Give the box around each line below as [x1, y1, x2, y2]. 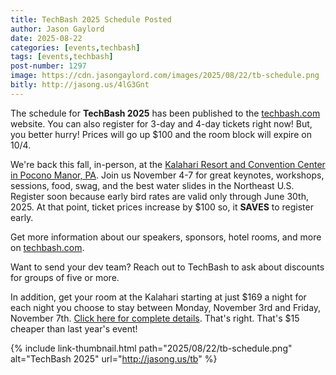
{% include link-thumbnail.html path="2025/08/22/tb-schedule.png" [10, 342, 293, 354]
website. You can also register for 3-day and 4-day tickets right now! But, [10, 117, 313, 130]
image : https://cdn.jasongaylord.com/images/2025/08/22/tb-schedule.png [10, 71, 320, 81]
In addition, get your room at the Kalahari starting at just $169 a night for [10, 291, 307, 303]
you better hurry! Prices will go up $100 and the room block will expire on [10, 128, 312, 140]
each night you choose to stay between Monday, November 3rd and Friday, [10, 301, 322, 313]
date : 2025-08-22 [10, 33, 83, 43]
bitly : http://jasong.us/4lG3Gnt [10, 80, 150, 90]
